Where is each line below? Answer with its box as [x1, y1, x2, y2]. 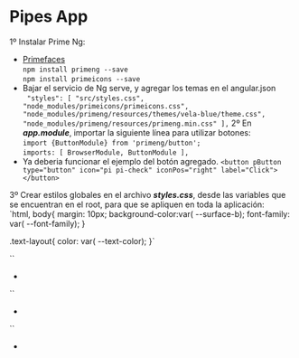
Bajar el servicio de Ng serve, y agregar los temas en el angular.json [22, 82, 276, 93]
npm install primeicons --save [22, 74, 141, 83]
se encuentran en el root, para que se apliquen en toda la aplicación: [9, 199, 265, 210]
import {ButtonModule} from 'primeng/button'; [22, 138, 201, 147]
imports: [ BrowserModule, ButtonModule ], [22, 147, 190, 157]
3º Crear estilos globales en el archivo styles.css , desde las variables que [9, 189, 286, 200]
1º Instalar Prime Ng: [9, 36, 86, 47]
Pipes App [9, 6, 89, 27]
